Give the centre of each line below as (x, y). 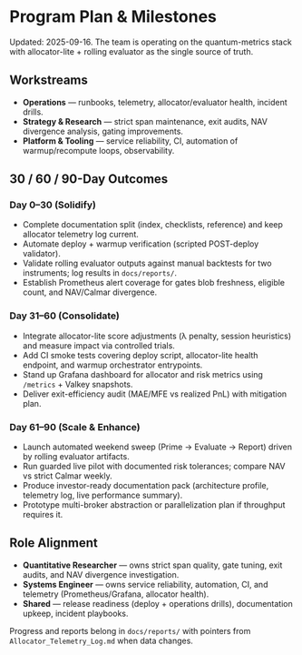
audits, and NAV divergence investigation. (101, 574)
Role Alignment (54, 543)
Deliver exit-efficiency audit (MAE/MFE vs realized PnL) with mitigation (155, 394)
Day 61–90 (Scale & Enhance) (75, 427)
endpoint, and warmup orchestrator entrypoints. (112, 365)
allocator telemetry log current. (80, 235)
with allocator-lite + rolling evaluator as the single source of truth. (132, 51)
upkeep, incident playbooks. (75, 613)
